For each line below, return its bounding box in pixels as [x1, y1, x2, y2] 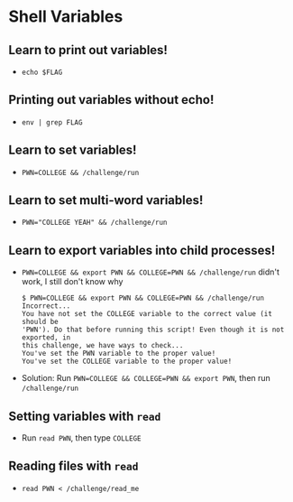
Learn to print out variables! [8, 42, 169, 58]
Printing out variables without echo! [8, 92, 215, 107]
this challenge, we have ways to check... [21, 341, 184, 350]
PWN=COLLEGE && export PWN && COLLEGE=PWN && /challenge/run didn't [21, 266, 280, 277]
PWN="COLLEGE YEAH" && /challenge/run [21, 218, 168, 228]
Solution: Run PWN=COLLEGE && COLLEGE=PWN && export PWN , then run [21, 373, 271, 384]
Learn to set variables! [8, 143, 137, 158]
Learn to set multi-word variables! [8, 192, 204, 209]
